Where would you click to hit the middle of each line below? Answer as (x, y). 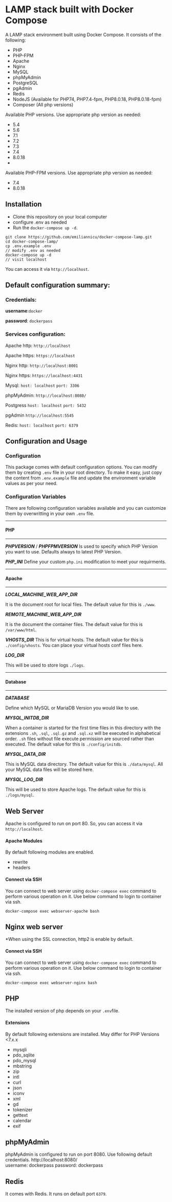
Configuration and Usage (46, 441)
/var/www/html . (21, 630)
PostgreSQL (25, 83)
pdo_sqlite (24, 1055)
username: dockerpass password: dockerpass (54, 1166)
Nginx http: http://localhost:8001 (42, 365)
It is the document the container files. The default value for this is (74, 624)
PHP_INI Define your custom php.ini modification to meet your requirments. (86, 562)
